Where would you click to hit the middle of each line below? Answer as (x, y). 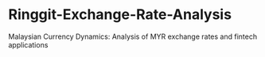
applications (28, 44)
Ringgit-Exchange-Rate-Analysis (120, 15)
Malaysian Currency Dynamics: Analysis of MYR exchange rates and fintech (132, 36)
